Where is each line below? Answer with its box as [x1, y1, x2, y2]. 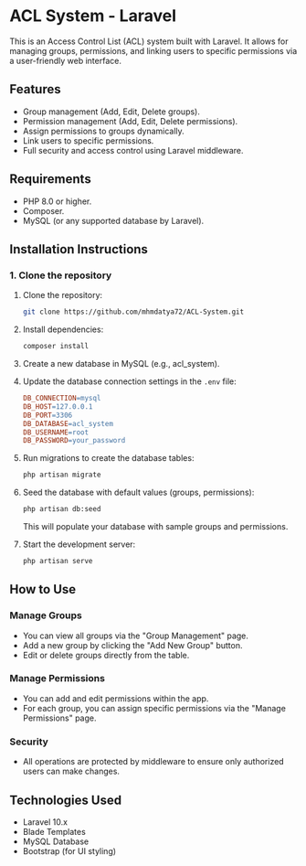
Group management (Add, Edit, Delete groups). [22, 106, 201, 117]
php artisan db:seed [22, 505, 101, 514]
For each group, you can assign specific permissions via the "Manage [22, 702, 286, 713]
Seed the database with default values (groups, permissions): [22, 486, 255, 498]
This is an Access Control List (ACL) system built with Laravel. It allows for [9, 36, 290, 47]
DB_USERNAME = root [22, 427, 90, 437]
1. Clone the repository [9, 269, 112, 282]
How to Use [9, 582, 77, 597]
